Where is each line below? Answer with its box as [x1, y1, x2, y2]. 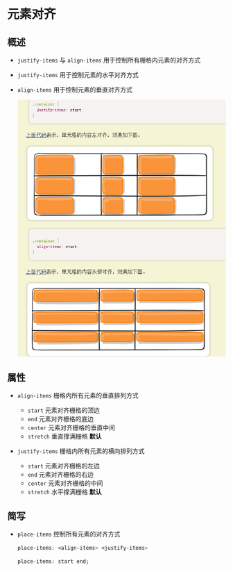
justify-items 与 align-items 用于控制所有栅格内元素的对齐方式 [17, 56, 201, 64]
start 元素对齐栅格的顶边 [27, 406, 101, 414]
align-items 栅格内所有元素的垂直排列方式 [17, 391, 139, 400]
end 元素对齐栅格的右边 [27, 471, 94, 479]
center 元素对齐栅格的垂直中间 [27, 423, 116, 432]
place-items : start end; [17, 558, 89, 565]
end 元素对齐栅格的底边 [27, 415, 94, 423]
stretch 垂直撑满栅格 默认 [27, 432, 102, 441]
